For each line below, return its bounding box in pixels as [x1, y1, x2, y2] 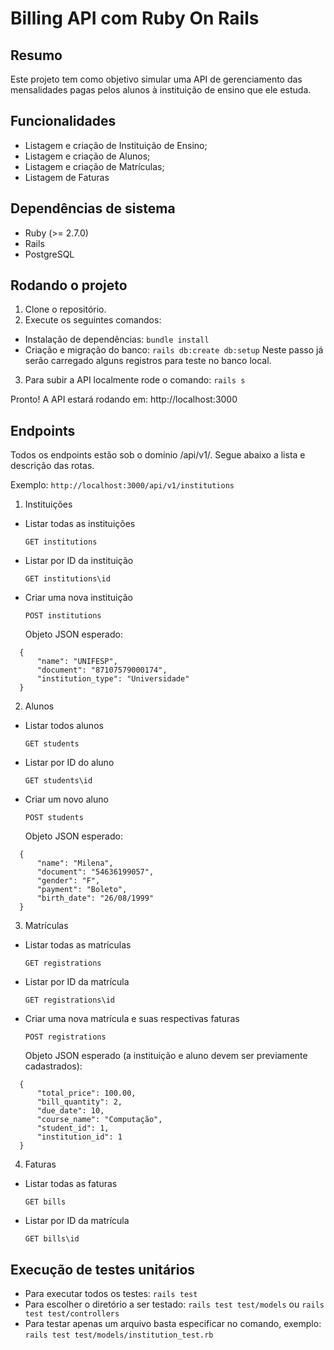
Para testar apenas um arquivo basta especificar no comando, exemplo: [24, 1318, 322, 1330]
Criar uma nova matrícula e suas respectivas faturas [24, 1013, 240, 1025]
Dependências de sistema [10, 200, 176, 217]
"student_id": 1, [36, 1123, 110, 1134]
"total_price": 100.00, [36, 1088, 137, 1099]
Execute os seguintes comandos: [24, 314, 162, 326]
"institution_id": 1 [36, 1132, 123, 1142]
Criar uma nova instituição [24, 592, 133, 604]
